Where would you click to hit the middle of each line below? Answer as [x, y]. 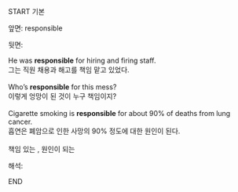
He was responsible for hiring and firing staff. [82, 60]
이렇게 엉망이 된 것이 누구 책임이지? [62, 96]
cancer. [20, 121]
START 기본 [27, 11]
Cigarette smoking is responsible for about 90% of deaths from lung [119, 113]
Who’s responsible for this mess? [62, 87]
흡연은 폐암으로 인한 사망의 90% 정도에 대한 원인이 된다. [94, 131]
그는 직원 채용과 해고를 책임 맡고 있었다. [69, 70]
